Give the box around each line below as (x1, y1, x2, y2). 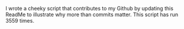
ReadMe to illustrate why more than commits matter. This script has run (5, 11, 179, 18)
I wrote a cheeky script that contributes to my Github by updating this (5, 5, 174, 12)
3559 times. (5, 17, 35, 24)
